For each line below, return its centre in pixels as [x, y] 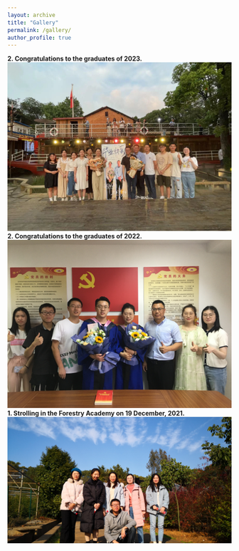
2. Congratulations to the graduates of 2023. [75, 59]
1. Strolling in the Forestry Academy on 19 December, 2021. [96, 413]
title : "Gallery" [33, 22]
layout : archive [31, 15]
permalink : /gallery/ [39, 30]
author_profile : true [39, 38]
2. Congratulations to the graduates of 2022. [75, 236]
